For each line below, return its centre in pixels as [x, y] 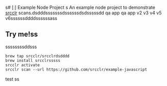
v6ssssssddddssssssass [31, 18]
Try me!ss [22, 35]
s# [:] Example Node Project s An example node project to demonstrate [80, 7]
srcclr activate [22, 65]
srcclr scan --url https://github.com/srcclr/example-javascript [76, 69]
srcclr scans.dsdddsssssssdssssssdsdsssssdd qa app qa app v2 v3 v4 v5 [83, 13]
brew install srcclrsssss [33, 60]
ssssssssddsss [21, 47]
